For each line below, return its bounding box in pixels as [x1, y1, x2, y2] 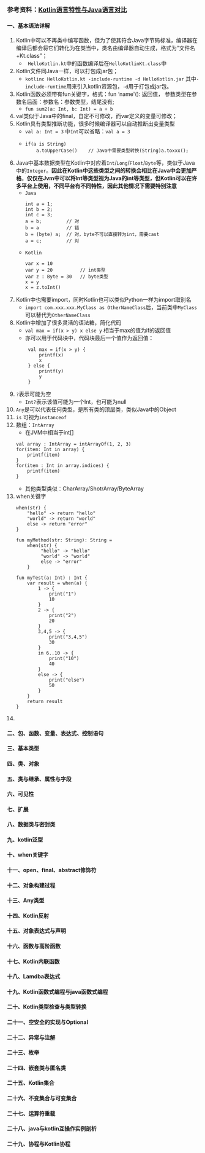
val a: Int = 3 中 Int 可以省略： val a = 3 [24, 128, 130, 135]
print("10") [48, 656, 80, 662]
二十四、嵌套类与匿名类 [7, 1064, 66, 1071]
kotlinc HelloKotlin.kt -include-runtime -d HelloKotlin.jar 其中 [24, 75, 196, 82]
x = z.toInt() [24, 285, 61, 291]
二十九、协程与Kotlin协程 [7, 1140, 71, 1147]
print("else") [48, 677, 85, 683]
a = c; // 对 [24, 238, 80, 244]
